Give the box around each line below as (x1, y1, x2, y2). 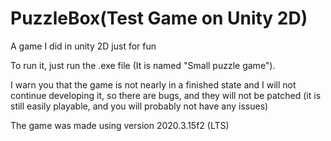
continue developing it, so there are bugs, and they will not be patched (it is (10, 89, 322, 101)
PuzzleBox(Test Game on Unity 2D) (10, 7, 308, 30)
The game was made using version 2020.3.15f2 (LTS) (10, 119, 230, 131)
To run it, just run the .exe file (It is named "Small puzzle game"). (10, 59, 276, 71)
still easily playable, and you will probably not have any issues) (10, 100, 269, 112)
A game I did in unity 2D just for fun (10, 40, 157, 52)
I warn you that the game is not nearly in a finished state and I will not (10, 78, 297, 91)
